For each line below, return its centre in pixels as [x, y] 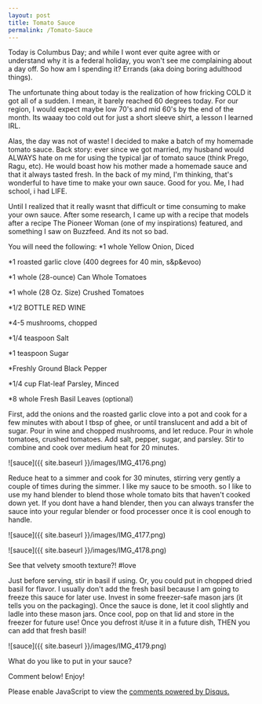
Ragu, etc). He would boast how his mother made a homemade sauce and [127, 167]
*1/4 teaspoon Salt [38, 338]
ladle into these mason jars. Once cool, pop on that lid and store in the [121, 614]
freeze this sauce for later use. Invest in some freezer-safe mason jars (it [126, 597]
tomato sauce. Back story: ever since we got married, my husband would [126, 149]
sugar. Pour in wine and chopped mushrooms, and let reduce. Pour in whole [131, 431]
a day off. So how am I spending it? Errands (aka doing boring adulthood [125, 69]
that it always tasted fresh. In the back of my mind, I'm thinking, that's [121, 174]
